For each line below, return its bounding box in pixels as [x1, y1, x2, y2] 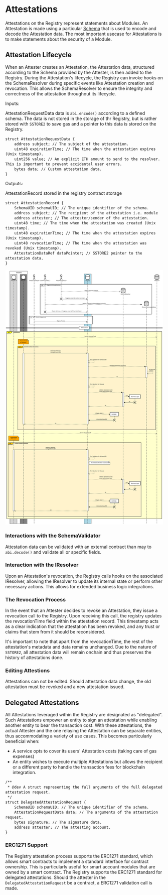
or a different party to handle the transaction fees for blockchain [12, 764, 145, 770]
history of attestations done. [5, 655, 64, 661]
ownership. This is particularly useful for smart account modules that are [5, 863, 155, 869]
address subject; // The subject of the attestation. [14, 142, 129, 147]
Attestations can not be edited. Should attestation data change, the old [5, 679, 151, 685]
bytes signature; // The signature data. [14, 820, 102, 825]
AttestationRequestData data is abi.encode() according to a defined [5, 110, 145, 116]
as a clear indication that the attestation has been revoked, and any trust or [5, 623, 160, 629]
